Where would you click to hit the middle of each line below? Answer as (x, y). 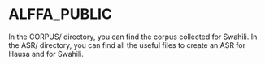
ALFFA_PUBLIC (60, 14)
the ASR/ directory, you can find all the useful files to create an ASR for (127, 45)
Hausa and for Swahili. (46, 54)
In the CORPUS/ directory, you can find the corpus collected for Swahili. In (133, 37)
